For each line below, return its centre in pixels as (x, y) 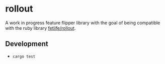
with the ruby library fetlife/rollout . (40, 28)
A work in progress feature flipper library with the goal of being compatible (83, 23)
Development (27, 44)
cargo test (24, 56)
